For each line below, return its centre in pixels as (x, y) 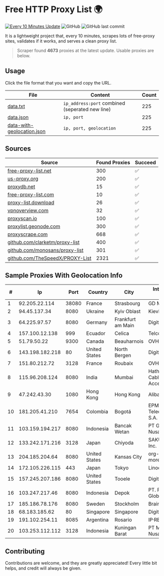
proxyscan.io (22, 218)
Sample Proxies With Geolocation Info (64, 275)
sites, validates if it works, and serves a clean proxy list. (61, 41)
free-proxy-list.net (30, 171)
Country (98, 292)
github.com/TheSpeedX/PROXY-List (50, 258)
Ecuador (96, 333)
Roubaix (124, 363)
